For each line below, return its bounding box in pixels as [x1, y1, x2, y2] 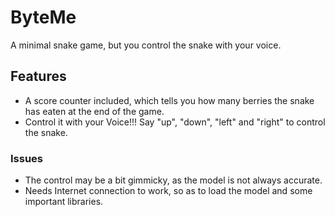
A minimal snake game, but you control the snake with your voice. [10, 39, 282, 51]
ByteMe [10, 6, 77, 29]
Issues [10, 151, 44, 165]
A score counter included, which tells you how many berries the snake [24, 94, 315, 106]
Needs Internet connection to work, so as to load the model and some [24, 185, 313, 197]
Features [10, 68, 67, 85]
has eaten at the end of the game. [24, 105, 165, 117]
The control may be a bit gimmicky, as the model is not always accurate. [24, 174, 323, 186]
